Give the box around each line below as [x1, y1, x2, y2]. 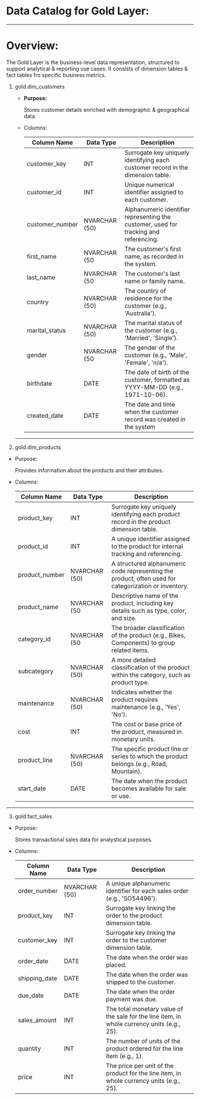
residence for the [124, 294, 173, 302]
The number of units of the [105, 1037, 180, 1045]
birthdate [26, 379, 52, 387]
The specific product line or [111, 744, 189, 753]
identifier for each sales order [105, 887, 189, 895]
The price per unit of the [105, 1061, 174, 1070]
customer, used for [124, 220, 178, 228]
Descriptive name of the [111, 591, 179, 600]
